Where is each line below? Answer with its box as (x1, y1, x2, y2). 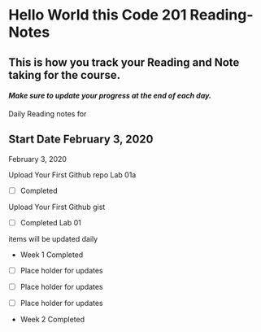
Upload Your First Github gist (8, 202, 106, 212)
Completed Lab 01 (20, 217, 81, 227)
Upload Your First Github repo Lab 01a (8, 169, 137, 180)
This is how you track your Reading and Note (8, 55, 240, 69)
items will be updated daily (8, 234, 98, 243)
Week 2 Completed (20, 314, 85, 324)
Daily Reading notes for (8, 108, 87, 119)
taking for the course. (8, 68, 120, 82)
